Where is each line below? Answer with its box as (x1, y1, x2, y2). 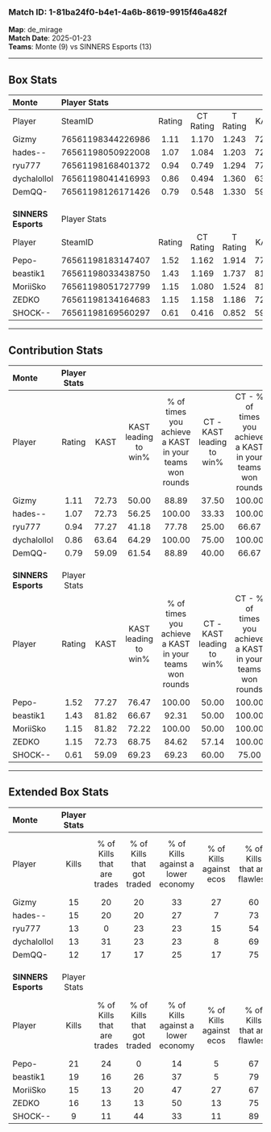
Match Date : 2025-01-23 (8, 33, 92, 43)
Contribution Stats (8, 343, 103, 357)
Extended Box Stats (8, 786, 109, 799)
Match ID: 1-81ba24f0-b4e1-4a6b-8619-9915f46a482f (8, 6, 227, 18)
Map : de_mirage (8, 25, 63, 35)
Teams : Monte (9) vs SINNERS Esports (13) (8, 42, 152, 52)
